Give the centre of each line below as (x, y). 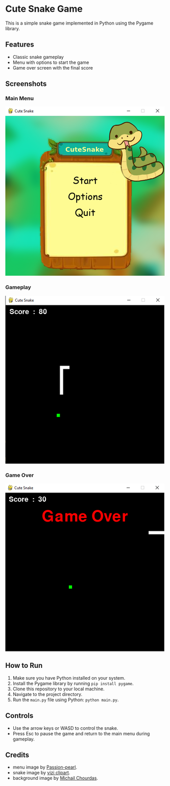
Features (20, 45)
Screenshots (26, 84)
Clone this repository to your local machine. (58, 689)
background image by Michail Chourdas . (55, 778)
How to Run (24, 666)
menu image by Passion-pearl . (45, 767)
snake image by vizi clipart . (41, 773)
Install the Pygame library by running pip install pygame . (73, 683)
